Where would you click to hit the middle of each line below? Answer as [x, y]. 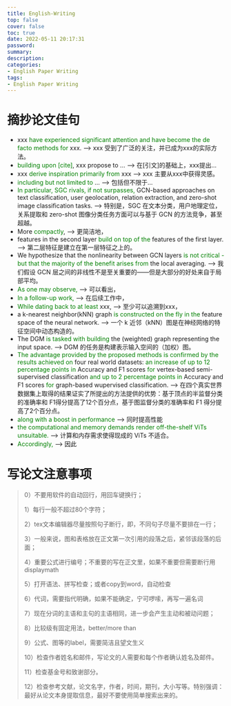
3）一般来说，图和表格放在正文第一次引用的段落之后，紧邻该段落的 [120, 539]
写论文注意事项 [50, 475]
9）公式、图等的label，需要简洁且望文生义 [84, 643]
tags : [15, 78]
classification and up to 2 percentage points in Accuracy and [137, 377]
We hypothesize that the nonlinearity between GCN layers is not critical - [121, 255]
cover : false [26, 26]
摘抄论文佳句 [44, 120]
